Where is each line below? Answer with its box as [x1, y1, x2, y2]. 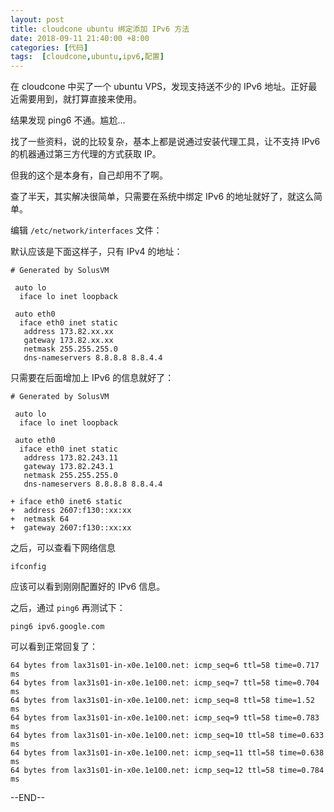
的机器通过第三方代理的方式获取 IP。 [10, 148, 162, 160]
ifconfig [10, 562, 47, 572]
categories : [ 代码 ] [10, 42, 89, 53]
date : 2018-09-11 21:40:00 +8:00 [10, 33, 150, 43]
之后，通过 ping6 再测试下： [10, 602, 126, 614]
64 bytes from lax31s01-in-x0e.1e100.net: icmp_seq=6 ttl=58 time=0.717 [10, 661, 320, 671]
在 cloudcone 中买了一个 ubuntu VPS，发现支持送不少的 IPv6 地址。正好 [10, 81, 309, 93]
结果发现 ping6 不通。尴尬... [10, 114, 126, 126]
